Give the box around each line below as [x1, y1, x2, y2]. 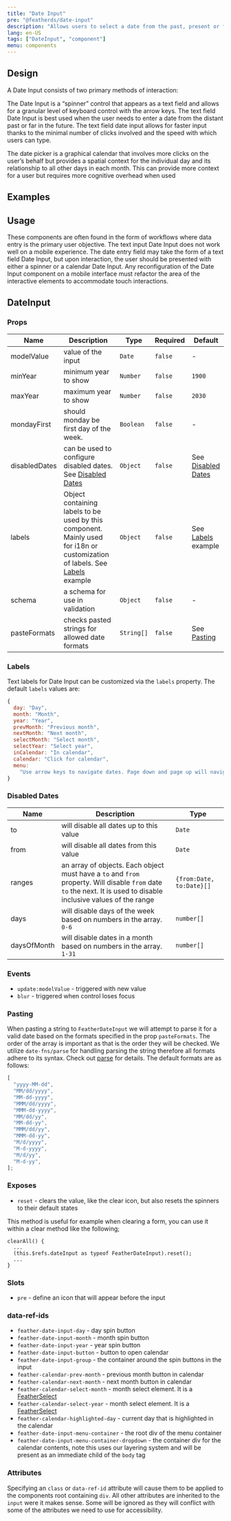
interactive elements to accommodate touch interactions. [7, 277, 168, 285]
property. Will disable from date [61, 877, 163, 887]
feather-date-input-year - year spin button [16, 1341, 141, 1349]
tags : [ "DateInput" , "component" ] [7, 36, 107, 43]
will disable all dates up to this [61, 820, 158, 830]
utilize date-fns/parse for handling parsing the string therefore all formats [7, 1047, 215, 1055]
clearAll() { [7, 1238, 45, 1245]
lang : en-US [7, 29, 41, 37]
